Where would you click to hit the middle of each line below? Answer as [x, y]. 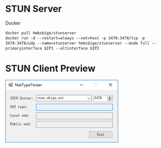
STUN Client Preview [50, 69]
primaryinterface [24, 48]
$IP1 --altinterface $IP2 [72, 48]
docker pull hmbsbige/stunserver [41, 33]
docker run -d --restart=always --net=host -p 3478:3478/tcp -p [75, 38]
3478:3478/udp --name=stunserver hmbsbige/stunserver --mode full [77, 43]
